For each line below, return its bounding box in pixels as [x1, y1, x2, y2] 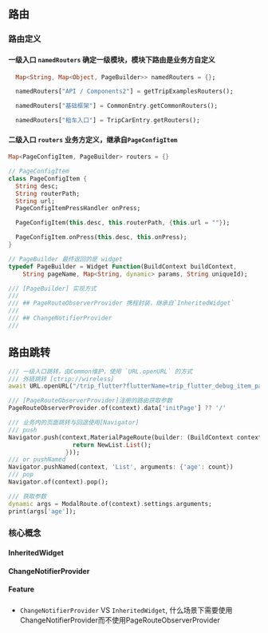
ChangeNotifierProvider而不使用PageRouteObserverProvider [19, 615, 221, 625]
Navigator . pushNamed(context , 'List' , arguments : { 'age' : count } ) [8, 463, 234, 472]
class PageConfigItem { [8, 174, 88, 182]
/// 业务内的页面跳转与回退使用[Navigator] [8, 419, 140, 427]
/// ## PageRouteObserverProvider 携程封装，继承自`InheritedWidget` [8, 299, 235, 308]
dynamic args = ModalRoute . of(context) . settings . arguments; [8, 500, 213, 508]
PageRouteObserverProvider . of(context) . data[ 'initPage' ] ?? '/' [8, 404, 227, 412]
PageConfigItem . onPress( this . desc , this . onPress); [15, 233, 187, 241]
